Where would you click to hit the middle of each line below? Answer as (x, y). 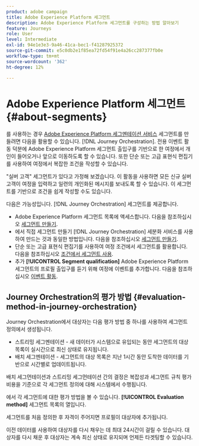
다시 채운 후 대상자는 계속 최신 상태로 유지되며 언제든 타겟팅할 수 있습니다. (107, 437)
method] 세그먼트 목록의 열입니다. (46, 405)
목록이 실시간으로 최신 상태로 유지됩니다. (61, 349)
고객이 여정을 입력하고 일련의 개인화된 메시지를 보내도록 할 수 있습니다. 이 (91, 184)
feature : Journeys (29, 28)
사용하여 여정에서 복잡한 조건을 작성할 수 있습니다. (70, 164)
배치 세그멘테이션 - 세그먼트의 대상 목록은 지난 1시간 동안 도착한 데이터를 (99, 357)
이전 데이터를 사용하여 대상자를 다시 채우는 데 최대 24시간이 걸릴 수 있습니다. (95, 430)
